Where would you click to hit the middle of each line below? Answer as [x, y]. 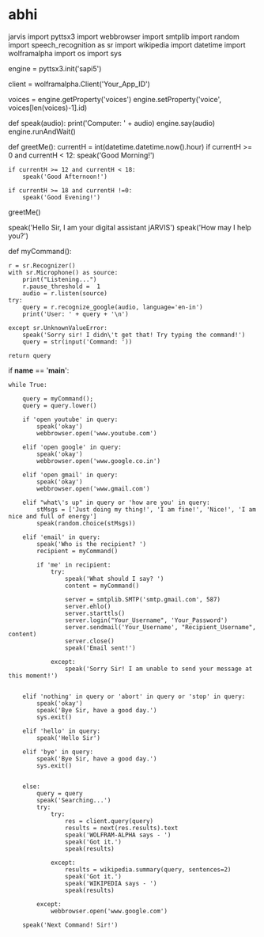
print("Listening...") [60, 279]
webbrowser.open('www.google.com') [109, 911]
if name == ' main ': [39, 370]
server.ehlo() [88, 606]
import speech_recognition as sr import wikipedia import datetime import [127, 44]
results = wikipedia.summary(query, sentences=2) [148, 869]
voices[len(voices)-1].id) [48, 108]
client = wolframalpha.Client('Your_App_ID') [79, 84]
